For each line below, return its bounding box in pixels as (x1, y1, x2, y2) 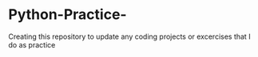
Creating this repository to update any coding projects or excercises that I (8, 32, 251, 41)
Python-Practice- (8, 6, 127, 24)
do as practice (8, 40, 56, 49)
